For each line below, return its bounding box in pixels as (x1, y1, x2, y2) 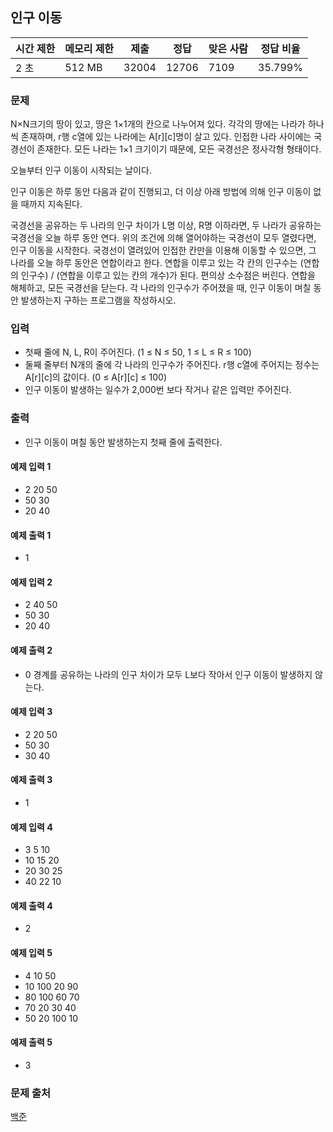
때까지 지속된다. (20, 198, 83, 210)
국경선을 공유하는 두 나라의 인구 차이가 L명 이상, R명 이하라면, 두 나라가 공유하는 (10, 219, 322, 232)
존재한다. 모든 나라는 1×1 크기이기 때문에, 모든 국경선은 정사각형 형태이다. (36, 143, 322, 155)
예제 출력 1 (10, 529, 52, 541)
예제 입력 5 (10, 946, 53, 958)
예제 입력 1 (10, 461, 52, 473)
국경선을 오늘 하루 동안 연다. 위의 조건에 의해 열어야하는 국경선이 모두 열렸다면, (10, 232, 317, 244)
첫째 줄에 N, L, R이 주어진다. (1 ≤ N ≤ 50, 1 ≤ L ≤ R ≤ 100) (24, 346, 252, 358)
